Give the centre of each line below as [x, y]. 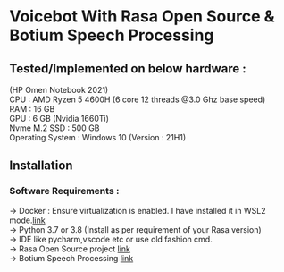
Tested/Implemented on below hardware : [128, 68]
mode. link [28, 220]
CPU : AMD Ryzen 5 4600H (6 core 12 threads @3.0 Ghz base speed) [138, 99]
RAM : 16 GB [32, 109]
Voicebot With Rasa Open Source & [142, 17]
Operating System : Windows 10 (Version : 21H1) [98, 137]
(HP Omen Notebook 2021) [59, 90]
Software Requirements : [64, 191]
